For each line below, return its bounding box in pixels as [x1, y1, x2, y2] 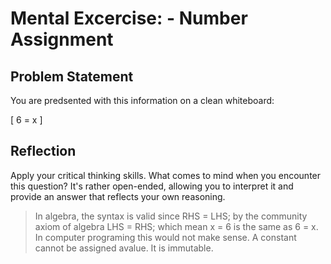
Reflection [10, 143, 77, 160]
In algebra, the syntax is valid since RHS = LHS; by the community [34, 210, 308, 222]
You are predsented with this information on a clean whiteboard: [10, 95, 275, 106]
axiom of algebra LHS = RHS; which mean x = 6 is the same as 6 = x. [34, 220, 319, 232]
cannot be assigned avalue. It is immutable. [34, 242, 214, 254]
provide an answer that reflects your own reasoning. [10, 190, 226, 202]
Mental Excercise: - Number [10, 7, 248, 30]
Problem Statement [10, 68, 134, 85]
